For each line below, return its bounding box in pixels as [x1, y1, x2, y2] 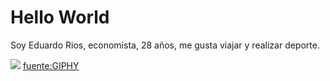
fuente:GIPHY [22, 59, 80, 71]
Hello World [10, 6, 110, 29]
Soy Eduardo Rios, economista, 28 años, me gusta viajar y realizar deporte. [10, 39, 320, 51]
